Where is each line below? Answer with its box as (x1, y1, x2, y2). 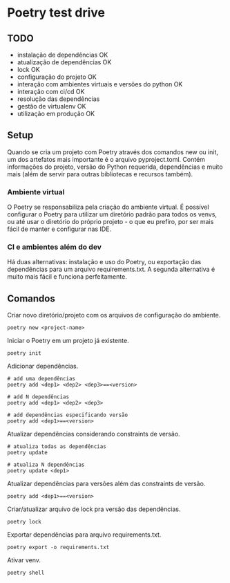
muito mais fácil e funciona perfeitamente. (7, 272, 128, 281)
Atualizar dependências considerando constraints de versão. (7, 430, 181, 438)
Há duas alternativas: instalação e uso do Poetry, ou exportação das (7, 258, 202, 266)
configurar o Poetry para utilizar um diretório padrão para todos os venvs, (7, 210, 218, 219)
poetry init (7, 350, 41, 357)
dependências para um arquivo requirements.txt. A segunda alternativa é (7, 265, 215, 274)
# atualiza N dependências (7, 461, 85, 468)
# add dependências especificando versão (7, 411, 128, 419)
